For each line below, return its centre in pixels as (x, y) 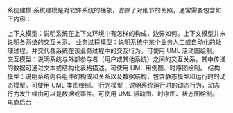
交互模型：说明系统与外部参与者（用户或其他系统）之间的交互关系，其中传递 (116, 59)
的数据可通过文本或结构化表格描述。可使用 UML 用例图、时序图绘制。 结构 (114, 68)
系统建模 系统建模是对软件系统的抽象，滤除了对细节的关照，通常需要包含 (111, 10)
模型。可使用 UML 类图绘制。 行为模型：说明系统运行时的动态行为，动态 (116, 85)
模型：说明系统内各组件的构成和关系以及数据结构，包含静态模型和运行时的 (113, 76)
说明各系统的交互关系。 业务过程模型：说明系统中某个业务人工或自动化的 (111, 42)
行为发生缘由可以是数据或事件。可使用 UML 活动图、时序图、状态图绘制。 (113, 94)
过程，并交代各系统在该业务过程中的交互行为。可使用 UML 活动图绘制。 (115, 51)
